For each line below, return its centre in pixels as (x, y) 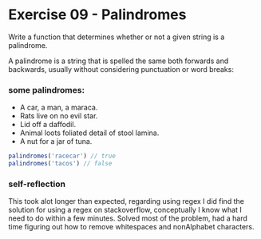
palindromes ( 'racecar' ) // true (62, 156)
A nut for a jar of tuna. (56, 141)
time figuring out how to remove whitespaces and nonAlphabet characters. (131, 227)
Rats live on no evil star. (59, 116)
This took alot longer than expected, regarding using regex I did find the (127, 201)
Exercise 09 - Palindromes (97, 15)
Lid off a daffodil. (48, 125)
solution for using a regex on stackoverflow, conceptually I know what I (125, 210)
